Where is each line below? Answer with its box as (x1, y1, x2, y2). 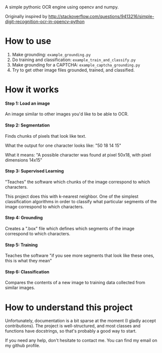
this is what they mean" (5, 258, 52, 264)
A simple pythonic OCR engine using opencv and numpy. (5, 4, 119, 10)
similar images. (5, 285, 35, 290)
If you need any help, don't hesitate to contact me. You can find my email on (5, 337, 158, 343)
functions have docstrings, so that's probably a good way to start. (5, 328, 137, 334)
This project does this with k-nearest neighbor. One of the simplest (5, 193, 139, 199)
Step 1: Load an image (5, 100, 50, 106)
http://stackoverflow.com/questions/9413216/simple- (48, 14, 154, 19)
